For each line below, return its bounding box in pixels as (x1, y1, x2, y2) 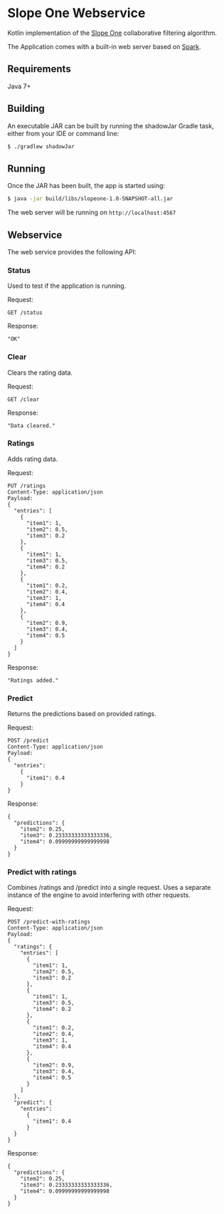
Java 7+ (7, 82, 31, 90)
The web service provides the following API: (7, 247, 137, 256)
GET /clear (7, 395, 40, 403)
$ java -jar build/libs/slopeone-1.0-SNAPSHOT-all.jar (7, 195, 174, 202)
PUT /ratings (7, 482, 46, 489)
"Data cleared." (7, 422, 55, 429)
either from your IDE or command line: (7, 129, 119, 138)
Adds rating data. (7, 455, 58, 463)
